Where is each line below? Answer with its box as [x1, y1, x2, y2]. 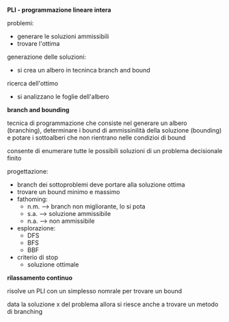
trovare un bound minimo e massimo [16, 188, 120, 196]
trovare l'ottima [16, 40, 60, 47]
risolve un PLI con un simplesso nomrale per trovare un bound [7, 287, 183, 295]
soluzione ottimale [27, 260, 79, 269]
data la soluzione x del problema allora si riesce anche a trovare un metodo [7, 300, 219, 308]
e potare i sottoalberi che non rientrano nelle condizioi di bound [7, 133, 186, 142]
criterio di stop [16, 253, 59, 261]
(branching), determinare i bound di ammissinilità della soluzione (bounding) [7, 126, 222, 134]
